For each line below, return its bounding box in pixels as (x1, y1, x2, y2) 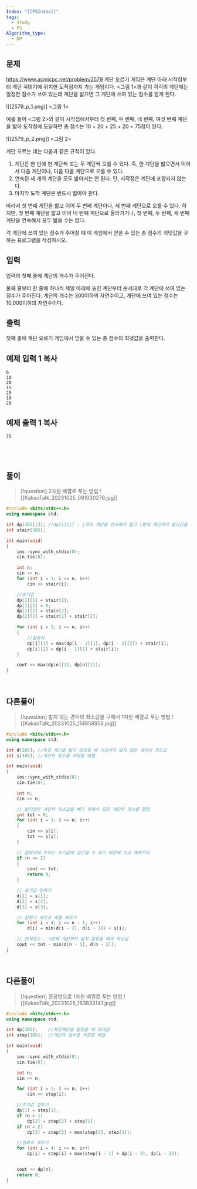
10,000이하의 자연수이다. (6, 299, 63, 306)
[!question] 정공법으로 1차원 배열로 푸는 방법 (20, 993, 123, 1000)
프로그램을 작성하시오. (16, 236, 67, 244)
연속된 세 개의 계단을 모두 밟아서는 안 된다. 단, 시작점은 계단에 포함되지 (14, 174, 176, 182)
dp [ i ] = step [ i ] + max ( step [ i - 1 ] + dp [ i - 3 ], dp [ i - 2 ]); (27, 1151, 180, 1157)
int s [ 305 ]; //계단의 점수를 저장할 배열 (6, 753, 96, 759)
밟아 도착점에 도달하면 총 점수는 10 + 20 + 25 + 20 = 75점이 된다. (12, 123, 163, 130)
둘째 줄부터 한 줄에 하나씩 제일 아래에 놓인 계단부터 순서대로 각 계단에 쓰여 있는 (6, 284, 186, 291)
